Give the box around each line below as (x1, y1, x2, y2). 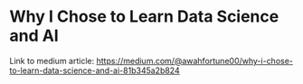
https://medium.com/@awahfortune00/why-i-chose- (96, 55, 294, 66)
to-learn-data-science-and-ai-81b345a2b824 (9, 65, 180, 76)
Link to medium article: (9, 55, 95, 66)
